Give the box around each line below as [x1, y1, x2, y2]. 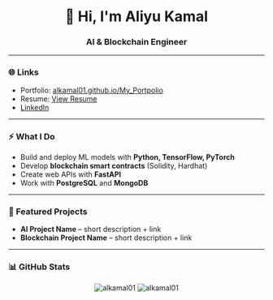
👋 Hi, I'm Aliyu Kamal [64, 7, 209, 26]
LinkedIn [19, 102, 50, 112]
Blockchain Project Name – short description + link [19, 233, 193, 242]
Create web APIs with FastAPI [19, 169, 122, 179]
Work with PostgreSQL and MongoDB [19, 178, 149, 188]
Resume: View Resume [19, 93, 97, 104]
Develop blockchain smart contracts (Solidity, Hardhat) [19, 161, 208, 171]
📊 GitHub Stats [8, 261, 71, 272]
